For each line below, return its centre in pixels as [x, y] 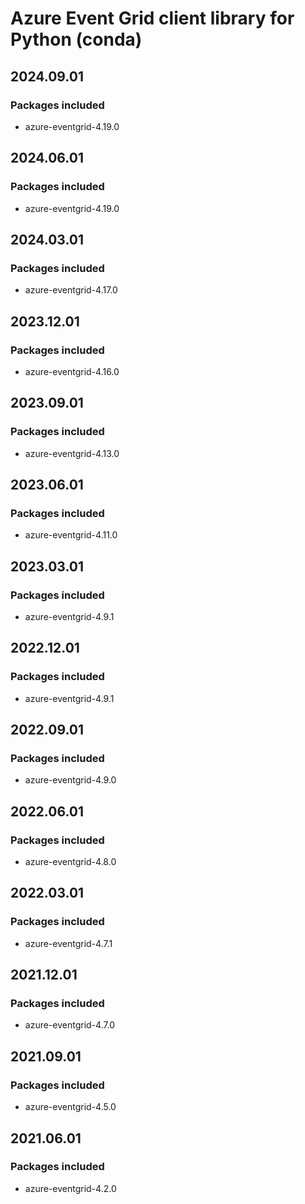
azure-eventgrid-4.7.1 [68, 943]
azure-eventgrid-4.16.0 [72, 371]
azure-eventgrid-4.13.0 [72, 453]
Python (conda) [76, 39]
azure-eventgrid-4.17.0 [71, 290]
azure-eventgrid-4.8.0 [70, 862]
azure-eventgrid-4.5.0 [70, 1107]
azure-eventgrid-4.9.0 [70, 780]
